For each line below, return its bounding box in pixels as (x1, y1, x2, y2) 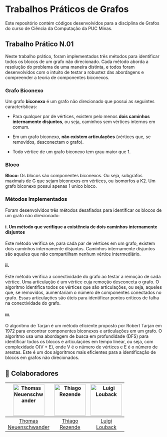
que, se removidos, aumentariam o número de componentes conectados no (5, 289, 161, 296)
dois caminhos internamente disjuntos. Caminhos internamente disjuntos (5, 245, 155, 251)
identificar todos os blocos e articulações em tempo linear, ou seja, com (5, 339, 153, 345)
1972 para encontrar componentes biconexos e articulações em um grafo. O (5, 328, 162, 334)
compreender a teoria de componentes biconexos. (5, 74, 109, 81)
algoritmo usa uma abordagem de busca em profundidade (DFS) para (5, 333, 149, 339)
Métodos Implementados (5, 196, 67, 203)
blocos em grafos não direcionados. (5, 354, 79, 361)
